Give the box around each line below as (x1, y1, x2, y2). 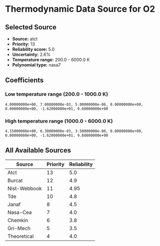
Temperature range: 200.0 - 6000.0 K (12, 57, 90, 62)
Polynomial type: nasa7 (12, 62, 61, 68)
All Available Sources (5, 146, 71, 155)
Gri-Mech (7, 224, 31, 231)
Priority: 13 (12, 41, 35, 47)
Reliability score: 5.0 (12, 47, 55, 52)
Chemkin (7, 217, 28, 223)
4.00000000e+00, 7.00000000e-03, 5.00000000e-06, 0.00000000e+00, (5, 102, 143, 107)
